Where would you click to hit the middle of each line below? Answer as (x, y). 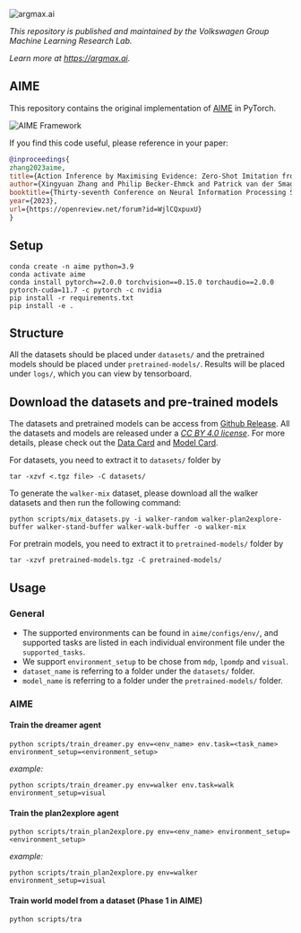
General (27, 613)
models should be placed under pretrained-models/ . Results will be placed (147, 365)
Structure (37, 334)
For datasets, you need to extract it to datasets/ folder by (115, 460)
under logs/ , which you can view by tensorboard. (101, 374)
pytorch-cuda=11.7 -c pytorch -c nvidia (86, 290)
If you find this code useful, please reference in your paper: (119, 143)
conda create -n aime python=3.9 (72, 266)
